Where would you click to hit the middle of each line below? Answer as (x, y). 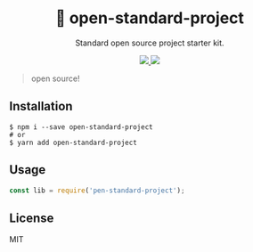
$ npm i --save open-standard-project (81, 127)
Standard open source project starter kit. (150, 43)
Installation (41, 106)
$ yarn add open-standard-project (73, 142)
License (32, 218)
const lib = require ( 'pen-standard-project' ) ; (97, 191)
